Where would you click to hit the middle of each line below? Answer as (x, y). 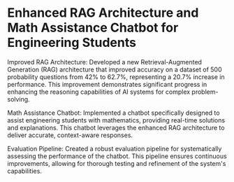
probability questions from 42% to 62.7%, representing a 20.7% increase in (116, 77)
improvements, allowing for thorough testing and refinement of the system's (117, 163)
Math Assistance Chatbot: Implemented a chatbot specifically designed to (114, 113)
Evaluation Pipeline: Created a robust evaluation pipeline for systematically (115, 148)
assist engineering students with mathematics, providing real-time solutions (116, 120)
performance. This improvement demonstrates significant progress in (107, 84)
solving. (19, 99)
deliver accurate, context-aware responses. (70, 135)
